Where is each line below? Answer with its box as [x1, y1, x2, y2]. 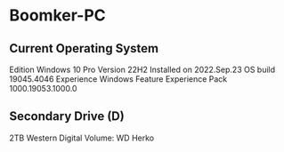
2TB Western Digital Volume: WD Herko [9, 132, 154, 143]
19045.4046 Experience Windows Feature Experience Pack [9, 74, 228, 84]
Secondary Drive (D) [9, 108, 125, 124]
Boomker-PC [9, 5, 107, 26]
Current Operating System [9, 41, 158, 56]
